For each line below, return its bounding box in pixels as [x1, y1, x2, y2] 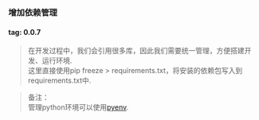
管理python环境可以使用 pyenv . [27, 103, 129, 112]
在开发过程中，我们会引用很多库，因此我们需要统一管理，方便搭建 [27, 46, 245, 56]
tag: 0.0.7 [8, 27, 41, 37]
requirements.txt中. [27, 75, 92, 85]
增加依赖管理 [8, 6, 58, 17]
